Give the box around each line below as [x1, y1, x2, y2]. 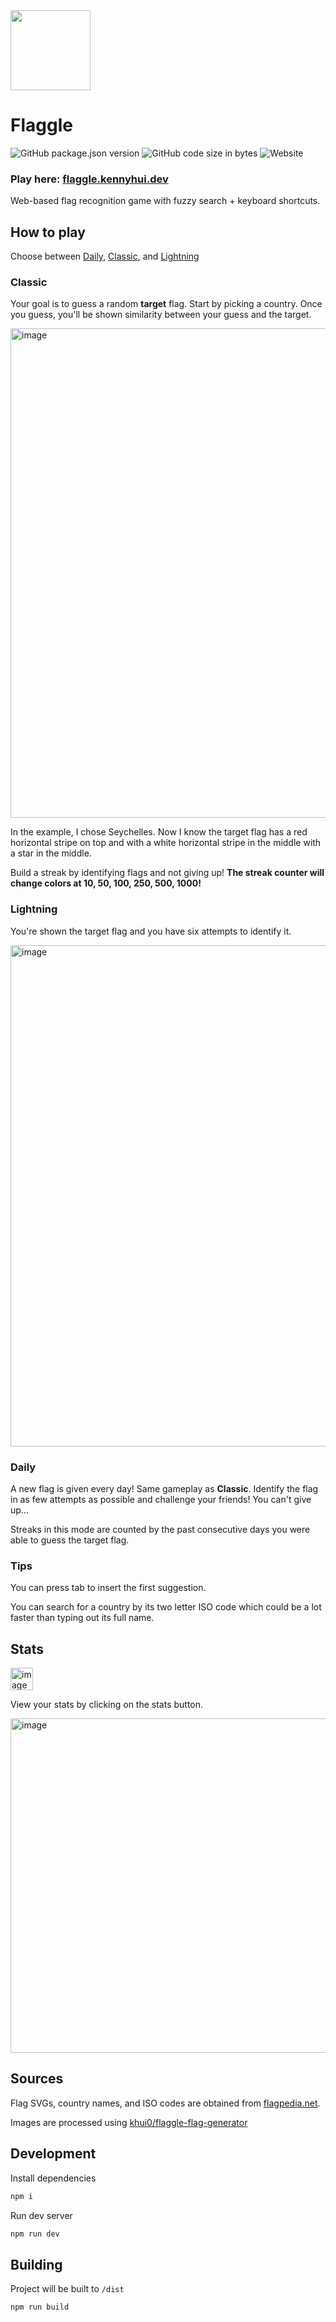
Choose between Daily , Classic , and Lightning [10, 250, 200, 263]
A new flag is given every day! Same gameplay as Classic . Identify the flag [10, 1482, 319, 1494]
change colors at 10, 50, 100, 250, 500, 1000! [10, 877, 202, 889]
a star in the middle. [10, 847, 92, 859]
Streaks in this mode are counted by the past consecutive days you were [10, 1523, 311, 1535]
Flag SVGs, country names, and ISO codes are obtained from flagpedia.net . [10, 2097, 321, 2109]
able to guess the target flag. [10, 1534, 130, 1546]
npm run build [10, 2302, 70, 2313]
